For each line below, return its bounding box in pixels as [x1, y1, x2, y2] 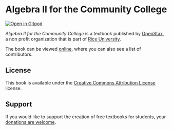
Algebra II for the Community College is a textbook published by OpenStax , [5, 30, 164, 36]
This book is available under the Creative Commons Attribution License [5, 79, 156, 85]
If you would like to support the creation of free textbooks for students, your [5, 114, 166, 120]
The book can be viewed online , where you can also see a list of [5, 46, 141, 52]
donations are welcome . [5, 119, 56, 125]
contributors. [5, 51, 33, 57]
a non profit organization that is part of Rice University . [5, 36, 122, 42]
